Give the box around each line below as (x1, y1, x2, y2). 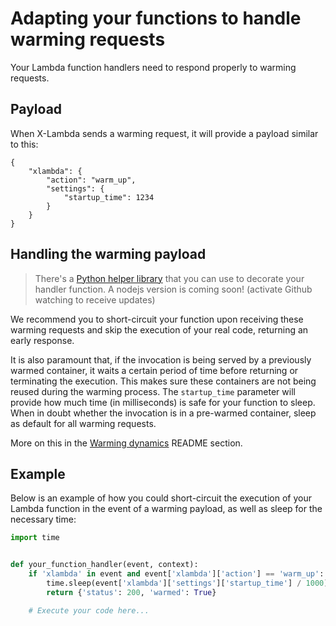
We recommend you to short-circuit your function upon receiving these (10, 313, 304, 325)
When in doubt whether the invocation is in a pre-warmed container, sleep (10, 407, 317, 419)
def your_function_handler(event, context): (10, 560, 199, 570)
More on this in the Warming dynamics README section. (10, 437, 243, 449)
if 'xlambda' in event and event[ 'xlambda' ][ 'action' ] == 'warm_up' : (28, 569, 325, 579)
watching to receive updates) (34, 293, 156, 306)
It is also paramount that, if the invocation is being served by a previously (10, 353, 312, 366)
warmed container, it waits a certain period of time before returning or (10, 364, 299, 376)
